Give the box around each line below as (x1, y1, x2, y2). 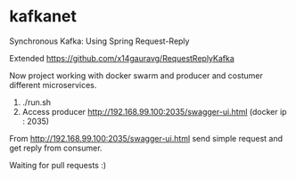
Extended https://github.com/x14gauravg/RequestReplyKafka (9, 53, 234, 63)
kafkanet (9, 6, 78, 27)
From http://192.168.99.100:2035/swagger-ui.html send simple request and (9, 133, 284, 143)
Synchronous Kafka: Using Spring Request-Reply (9, 36, 190, 46)
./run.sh (21, 96, 52, 108)
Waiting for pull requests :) (9, 159, 107, 170)
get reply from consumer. (9, 142, 103, 153)
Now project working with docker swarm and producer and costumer (9, 69, 263, 81)
